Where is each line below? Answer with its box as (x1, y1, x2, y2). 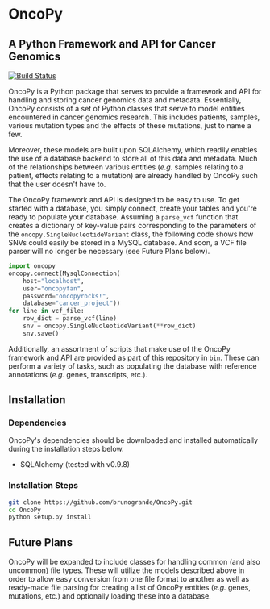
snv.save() (23, 329, 60, 337)
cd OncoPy (8, 506, 42, 514)
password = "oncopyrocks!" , (23, 292, 110, 300)
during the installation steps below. (8, 444, 124, 454)
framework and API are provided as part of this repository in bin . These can (8, 352, 260, 362)
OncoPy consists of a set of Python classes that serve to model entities (8, 104, 246, 113)
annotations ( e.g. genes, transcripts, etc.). (8, 369, 147, 379)
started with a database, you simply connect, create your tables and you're (8, 203, 258, 213)
